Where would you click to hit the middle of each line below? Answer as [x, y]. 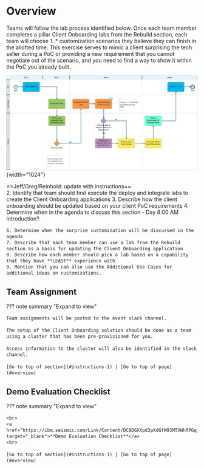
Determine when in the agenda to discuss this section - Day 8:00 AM [93, 212]
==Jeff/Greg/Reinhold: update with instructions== [69, 187]
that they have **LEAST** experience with [61, 261]
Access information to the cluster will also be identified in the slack [102, 349]
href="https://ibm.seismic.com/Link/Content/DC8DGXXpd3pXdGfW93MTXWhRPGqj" [104, 430]
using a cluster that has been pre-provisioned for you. [80, 337]
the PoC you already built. [39, 67]
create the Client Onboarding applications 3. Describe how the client [92, 199]
